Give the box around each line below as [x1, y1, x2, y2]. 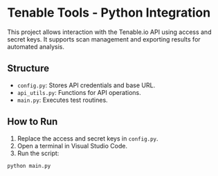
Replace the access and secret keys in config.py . [17, 134, 158, 143]
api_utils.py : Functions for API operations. [17, 88, 141, 96]
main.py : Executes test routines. [17, 96, 109, 104]
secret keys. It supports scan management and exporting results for [7, 35, 201, 43]
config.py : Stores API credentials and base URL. [17, 81, 156, 89]
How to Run [7, 116, 58, 127]
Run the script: [17, 149, 60, 157]
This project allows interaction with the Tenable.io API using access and [7, 28, 212, 36]
